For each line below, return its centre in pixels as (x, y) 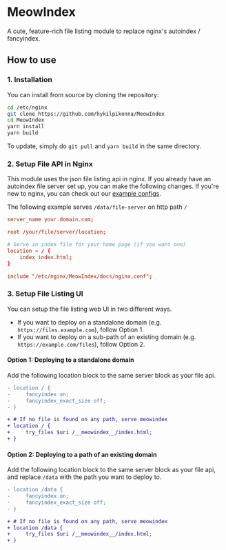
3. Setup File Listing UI (45, 294)
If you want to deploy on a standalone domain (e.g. (89, 322)
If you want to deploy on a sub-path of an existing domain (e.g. (106, 337)
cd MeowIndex (26, 120)
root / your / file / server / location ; (57, 232)
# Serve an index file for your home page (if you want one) (97, 245)
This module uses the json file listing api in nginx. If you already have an (109, 179)
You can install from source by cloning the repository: (83, 94)
